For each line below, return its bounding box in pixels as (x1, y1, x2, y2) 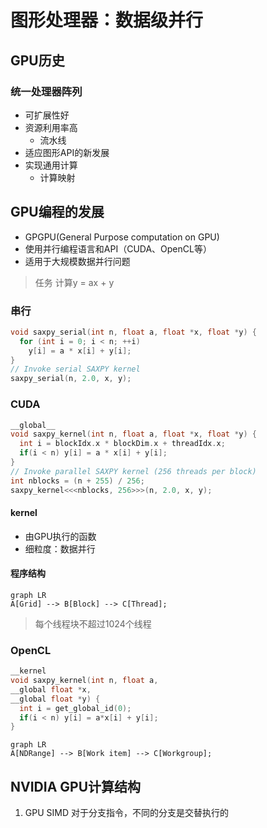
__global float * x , (10, 684, 92, 695)
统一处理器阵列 (10, 84, 83, 98)
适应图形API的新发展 (24, 146, 110, 158)
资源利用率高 (24, 121, 78, 133)
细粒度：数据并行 (24, 542, 96, 555)
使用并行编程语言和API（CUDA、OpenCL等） (24, 242, 212, 255)
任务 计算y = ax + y (34, 276, 115, 288)
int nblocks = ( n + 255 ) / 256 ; (10, 476, 145, 486)
